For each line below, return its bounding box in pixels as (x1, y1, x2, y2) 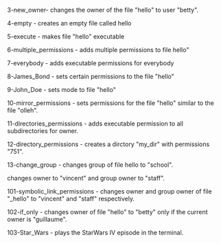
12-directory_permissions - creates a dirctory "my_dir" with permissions (7, 140, 210, 148)
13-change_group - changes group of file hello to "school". (7, 161, 174, 169)
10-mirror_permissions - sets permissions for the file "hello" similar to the (7, 99, 214, 107)
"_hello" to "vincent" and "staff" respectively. (7, 195, 135, 202)
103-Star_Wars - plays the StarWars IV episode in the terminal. (7, 229, 184, 236)
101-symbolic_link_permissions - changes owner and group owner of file (7, 187, 212, 195)
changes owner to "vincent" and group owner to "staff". (7, 174, 165, 182)
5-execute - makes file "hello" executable (7, 32, 125, 40)
